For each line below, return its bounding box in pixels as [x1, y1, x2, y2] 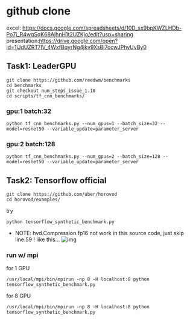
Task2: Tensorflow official [6, 175, 107, 186]
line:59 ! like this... [14, 236, 60, 243]
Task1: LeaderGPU [6, 61, 77, 71]
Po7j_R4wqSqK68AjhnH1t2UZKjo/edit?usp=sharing [6, 30, 134, 37]
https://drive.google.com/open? [39, 37, 118, 44]
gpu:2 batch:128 [6, 140, 55, 148]
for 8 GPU [6, 292, 31, 300]
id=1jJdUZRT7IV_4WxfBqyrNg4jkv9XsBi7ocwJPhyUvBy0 [6, 44, 147, 51]
